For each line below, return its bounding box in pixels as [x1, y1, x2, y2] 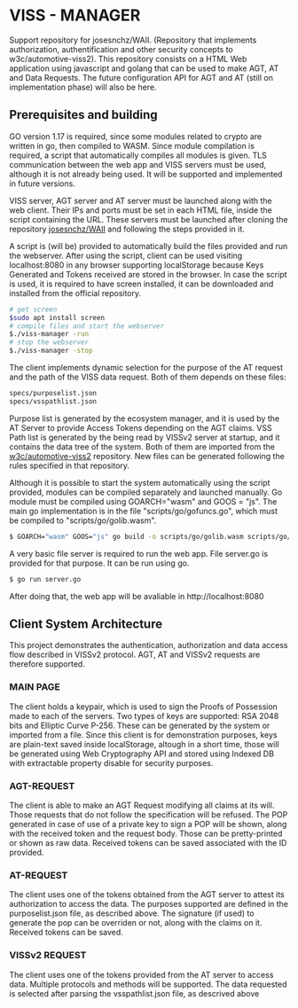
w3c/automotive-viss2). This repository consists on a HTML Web [9, 53, 247, 64]
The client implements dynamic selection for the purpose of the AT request [9, 363, 284, 372]
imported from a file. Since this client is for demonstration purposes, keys [9, 729, 278, 740]
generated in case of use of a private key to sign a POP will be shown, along [9, 818, 287, 829]
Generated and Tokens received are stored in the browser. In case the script [9, 269, 287, 279]
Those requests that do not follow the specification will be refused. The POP [9, 809, 288, 820]
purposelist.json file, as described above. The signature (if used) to [9, 908, 255, 918]
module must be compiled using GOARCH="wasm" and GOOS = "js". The [9, 496, 278, 506]
